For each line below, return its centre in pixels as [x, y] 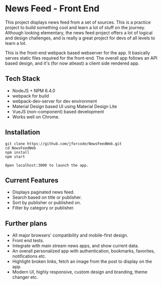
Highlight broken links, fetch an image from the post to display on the [82, 261]
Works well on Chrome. [36, 117]
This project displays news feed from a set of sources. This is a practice [78, 22]
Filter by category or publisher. [43, 208]
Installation [23, 132]
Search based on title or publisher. [47, 197]
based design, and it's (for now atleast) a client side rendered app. [72, 63]
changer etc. [25, 277]
